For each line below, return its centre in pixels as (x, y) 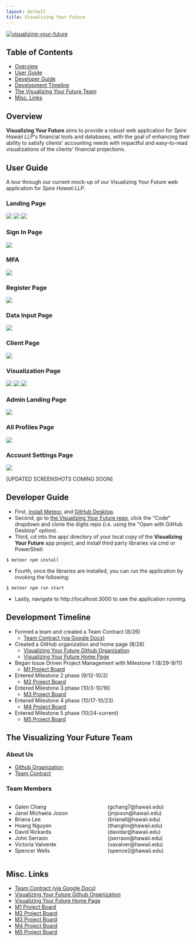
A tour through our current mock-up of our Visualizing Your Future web (92, 182)
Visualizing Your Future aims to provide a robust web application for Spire (97, 131)
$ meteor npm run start (35, 588)
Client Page (23, 343)
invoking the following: (42, 577)
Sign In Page (24, 232)
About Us (20, 754)
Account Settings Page (40, 455)
